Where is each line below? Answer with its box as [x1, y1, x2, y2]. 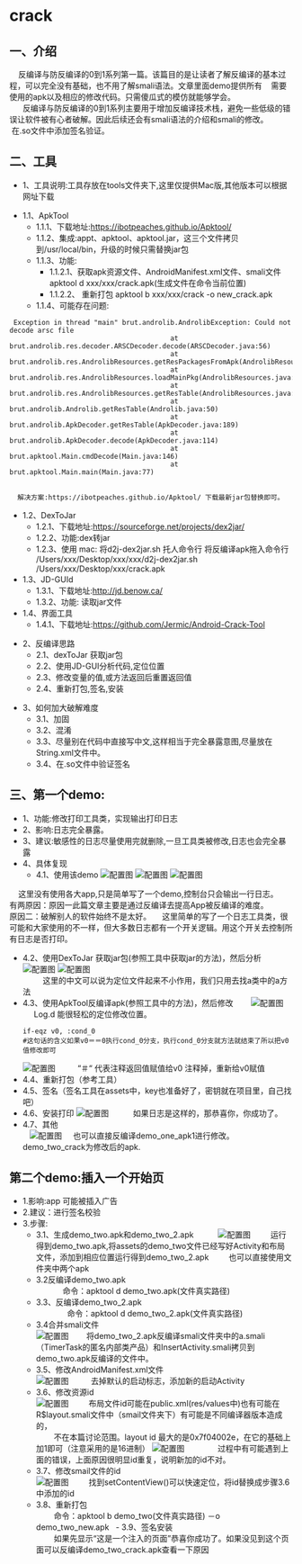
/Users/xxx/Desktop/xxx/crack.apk [35, 563, 166, 574]
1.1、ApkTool [22, 210, 69, 220]
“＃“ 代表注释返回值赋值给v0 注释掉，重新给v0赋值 [77, 1063, 265, 1074]
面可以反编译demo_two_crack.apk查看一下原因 [35, 1544, 209, 1555]
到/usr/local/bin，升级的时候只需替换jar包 [35, 244, 190, 255]
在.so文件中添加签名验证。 [11, 125, 110, 136]
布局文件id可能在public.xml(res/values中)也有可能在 [88, 1398, 280, 1409]
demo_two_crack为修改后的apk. [22, 1141, 141, 1152]
